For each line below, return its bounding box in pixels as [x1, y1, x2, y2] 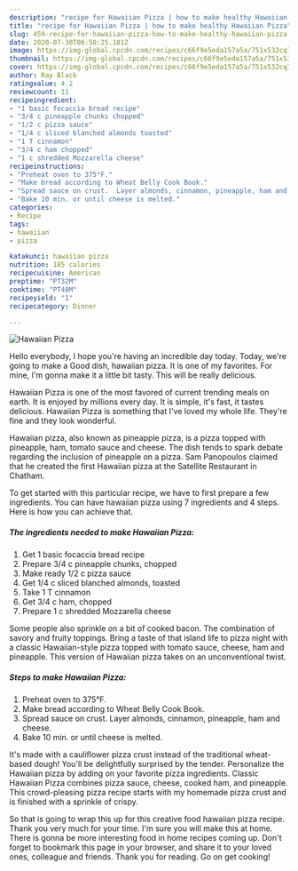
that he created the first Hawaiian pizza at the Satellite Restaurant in [9, 461, 257, 472]
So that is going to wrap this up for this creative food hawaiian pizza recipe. [9, 814, 286, 825]
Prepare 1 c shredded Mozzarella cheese [21, 606, 171, 617]
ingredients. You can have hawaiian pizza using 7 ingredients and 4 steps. [9, 497, 279, 507]
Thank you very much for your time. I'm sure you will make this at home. [9, 823, 273, 834]
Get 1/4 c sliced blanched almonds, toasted [21, 578, 180, 588]
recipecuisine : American [9, 268, 101, 278]
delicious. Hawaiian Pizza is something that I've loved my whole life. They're [9, 406, 288, 417]
